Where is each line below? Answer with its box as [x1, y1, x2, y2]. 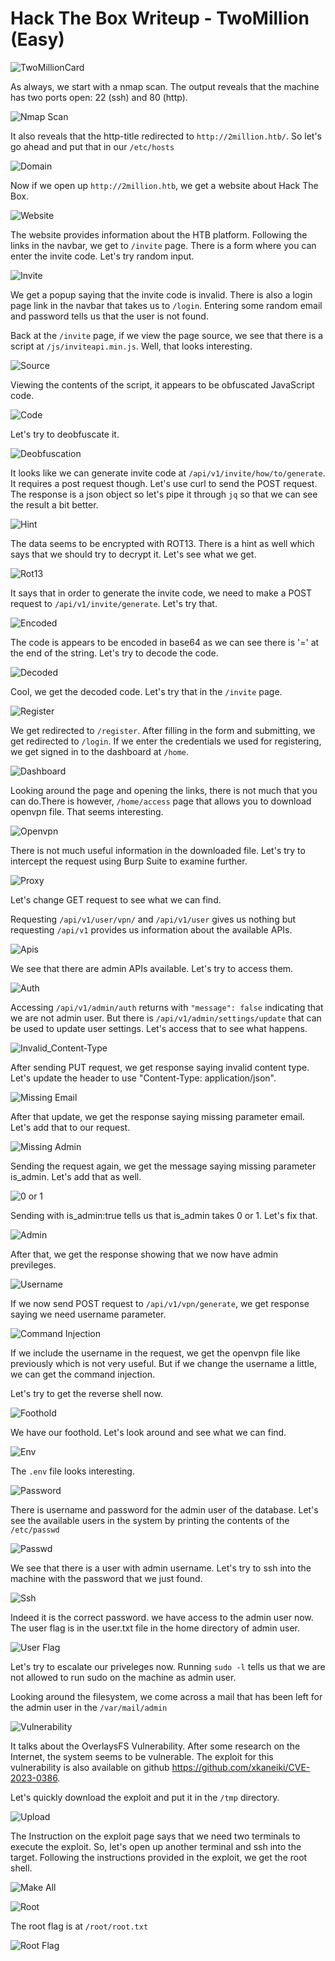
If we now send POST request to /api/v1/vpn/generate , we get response [10, 1297, 310, 1309]
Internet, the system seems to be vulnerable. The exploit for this [10, 1750, 274, 1762]
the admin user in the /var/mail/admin [10, 1701, 168, 1713]
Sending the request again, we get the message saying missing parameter [10, 1160, 317, 1172]
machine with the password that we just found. [10, 1572, 203, 1584]
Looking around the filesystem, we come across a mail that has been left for [10, 1690, 323, 1702]
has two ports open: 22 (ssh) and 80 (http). [10, 91, 188, 103]
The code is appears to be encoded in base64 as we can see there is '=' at [10, 636, 320, 648]
